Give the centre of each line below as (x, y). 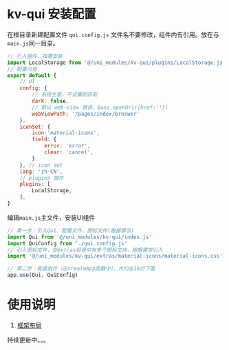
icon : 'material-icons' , (66, 133)
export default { (32, 75)
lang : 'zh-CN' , (41, 172)
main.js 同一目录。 (33, 43)
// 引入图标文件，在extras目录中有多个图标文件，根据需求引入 (85, 250)
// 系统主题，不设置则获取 (65, 95)
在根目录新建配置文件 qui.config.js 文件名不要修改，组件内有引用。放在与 (113, 34)
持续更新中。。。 (28, 340)
